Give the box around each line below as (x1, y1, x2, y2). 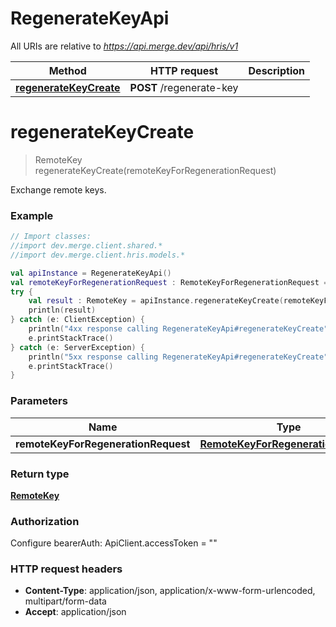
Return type (10, 467, 70, 481)
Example (10, 208, 54, 222)
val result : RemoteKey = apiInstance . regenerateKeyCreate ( (28, 296, 284, 306)
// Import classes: (10, 232, 92, 242)
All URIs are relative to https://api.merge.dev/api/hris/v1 (10, 40, 239, 52)
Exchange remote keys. (10, 183, 107, 196)
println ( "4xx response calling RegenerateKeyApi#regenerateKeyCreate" (28, 324, 329, 334)
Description (248, 63, 305, 77)
